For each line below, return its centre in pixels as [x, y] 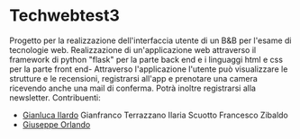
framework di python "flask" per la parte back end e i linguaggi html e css [146, 59]
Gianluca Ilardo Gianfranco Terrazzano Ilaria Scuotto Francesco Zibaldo [155, 115]
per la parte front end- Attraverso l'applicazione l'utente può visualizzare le [149, 69]
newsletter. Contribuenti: [55, 97]
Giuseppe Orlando [56, 124]
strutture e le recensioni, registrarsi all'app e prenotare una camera [134, 78]
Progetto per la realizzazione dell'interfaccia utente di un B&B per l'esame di [150, 40]
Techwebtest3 [64, 16]
